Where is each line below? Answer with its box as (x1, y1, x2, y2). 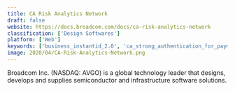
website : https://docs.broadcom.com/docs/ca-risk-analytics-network (7, 23, 211, 30)
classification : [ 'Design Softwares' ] (7, 29, 120, 37)
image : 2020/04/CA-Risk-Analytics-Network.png (7, 50, 145, 57)
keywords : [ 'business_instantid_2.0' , (7, 43, 120, 50)
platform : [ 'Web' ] (7, 36, 61, 43)
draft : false (7, 17, 45, 24)
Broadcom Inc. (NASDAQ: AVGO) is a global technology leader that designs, (7, 68, 226, 77)
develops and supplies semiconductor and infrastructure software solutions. (7, 76, 227, 84)
